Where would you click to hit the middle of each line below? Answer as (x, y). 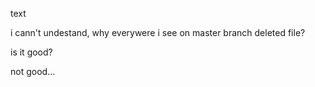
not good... (33, 71)
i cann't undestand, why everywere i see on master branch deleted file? (158, 32)
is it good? (31, 52)
